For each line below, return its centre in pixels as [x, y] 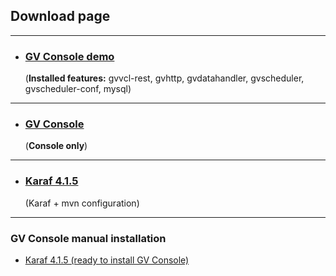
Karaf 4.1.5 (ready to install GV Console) [107, 260]
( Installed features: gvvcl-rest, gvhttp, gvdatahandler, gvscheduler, [164, 78]
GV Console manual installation [88, 238]
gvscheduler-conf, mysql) [78, 89]
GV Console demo [69, 56]
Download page [60, 16]
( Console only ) [56, 146]
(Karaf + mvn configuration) [82, 203]
